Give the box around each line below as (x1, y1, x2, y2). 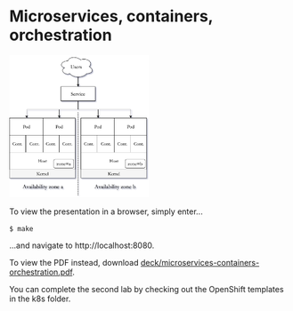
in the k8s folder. (9, 293, 71, 304)
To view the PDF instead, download (9, 257, 140, 267)
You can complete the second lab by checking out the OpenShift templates (9, 283, 284, 294)
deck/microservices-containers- (140, 257, 260, 267)
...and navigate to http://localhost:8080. (9, 240, 155, 251)
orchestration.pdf (9, 267, 73, 277)
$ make (9, 224, 34, 233)
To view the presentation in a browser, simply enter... (9, 206, 203, 217)
